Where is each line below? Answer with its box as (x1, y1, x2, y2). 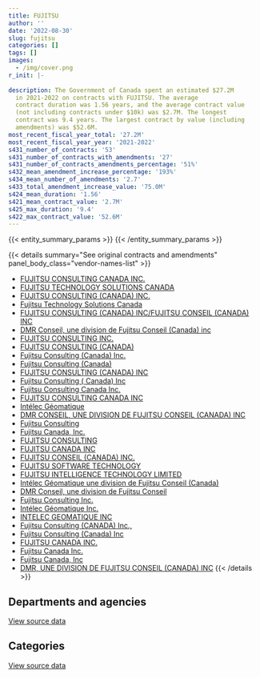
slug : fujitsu (8, 34, 56, 42)
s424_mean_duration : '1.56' (8, 190, 102, 199)
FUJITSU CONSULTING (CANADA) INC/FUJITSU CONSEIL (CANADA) (19, 308, 250, 318)
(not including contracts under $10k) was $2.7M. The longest (15, 109, 227, 117)
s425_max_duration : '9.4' (8, 205, 94, 213)
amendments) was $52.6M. (15, 123, 98, 131)
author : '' (8, 19, 45, 27)
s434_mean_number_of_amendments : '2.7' (8, 175, 142, 184)
